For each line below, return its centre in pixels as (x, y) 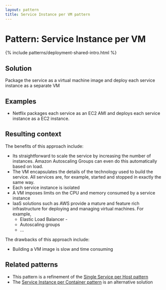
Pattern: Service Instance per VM (76, 39)
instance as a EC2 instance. (41, 119)
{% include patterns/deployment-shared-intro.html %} (61, 53)
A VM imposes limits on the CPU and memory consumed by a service (84, 193)
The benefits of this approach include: (44, 146)
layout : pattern (22, 10)
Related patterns (32, 265)
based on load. (28, 166)
